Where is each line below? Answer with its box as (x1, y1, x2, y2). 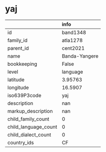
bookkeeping (7, 61, 37, 67)
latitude (7, 76, 25, 83)
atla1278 (61, 37, 83, 44)
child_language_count (7, 123, 57, 130)
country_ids (7, 139, 34, 146)
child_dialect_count (7, 131, 51, 138)
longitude (7, 84, 29, 91)
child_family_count (7, 115, 49, 122)
